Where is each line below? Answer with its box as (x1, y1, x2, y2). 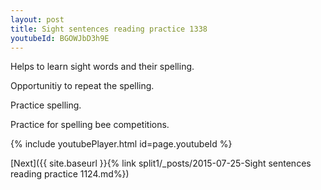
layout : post (10, 14, 65, 25)
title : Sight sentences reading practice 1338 (10, 24, 208, 34)
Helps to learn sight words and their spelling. (10, 61, 195, 73)
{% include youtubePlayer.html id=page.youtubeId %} (10, 138, 233, 150)
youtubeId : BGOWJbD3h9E (10, 33, 110, 43)
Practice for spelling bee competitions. (10, 119, 170, 131)
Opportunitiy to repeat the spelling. (10, 80, 155, 92)
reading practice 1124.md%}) (10, 168, 130, 180)
